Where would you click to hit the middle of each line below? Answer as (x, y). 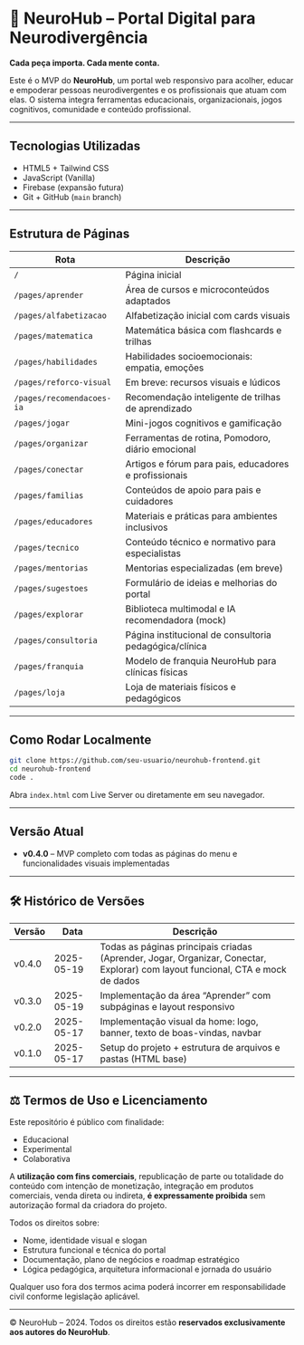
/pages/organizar (51, 443)
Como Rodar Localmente (81, 740)
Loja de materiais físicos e (181, 687)
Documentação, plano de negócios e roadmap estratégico (131, 1260)
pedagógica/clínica (166, 646)
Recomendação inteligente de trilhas (203, 397)
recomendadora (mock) (176, 620)
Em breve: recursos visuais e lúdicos (203, 382)
